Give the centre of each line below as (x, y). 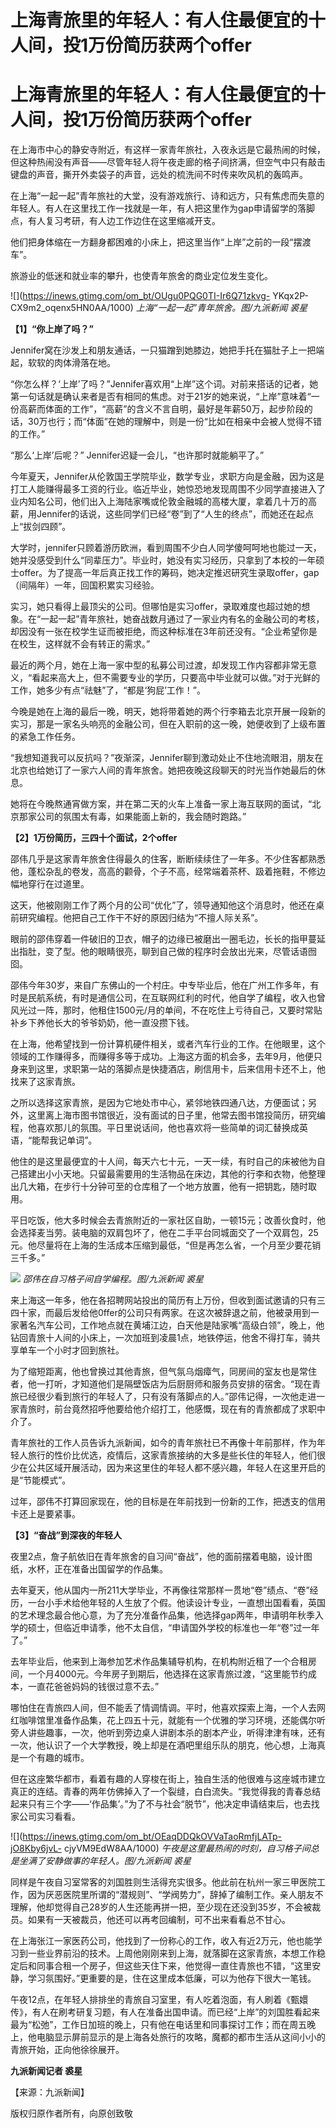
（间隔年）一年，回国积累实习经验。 (85, 585)
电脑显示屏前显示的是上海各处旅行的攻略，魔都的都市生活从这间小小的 (181, 2037)
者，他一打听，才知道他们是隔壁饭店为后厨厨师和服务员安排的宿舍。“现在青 (166, 1384)
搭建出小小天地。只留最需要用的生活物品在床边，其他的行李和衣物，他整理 (172, 1174)
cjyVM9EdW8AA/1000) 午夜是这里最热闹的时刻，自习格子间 (187, 1848)
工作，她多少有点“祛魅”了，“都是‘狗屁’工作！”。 (108, 690)
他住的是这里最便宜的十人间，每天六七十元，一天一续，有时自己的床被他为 (163, 1162)
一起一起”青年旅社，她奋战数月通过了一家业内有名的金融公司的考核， (182, 619)
